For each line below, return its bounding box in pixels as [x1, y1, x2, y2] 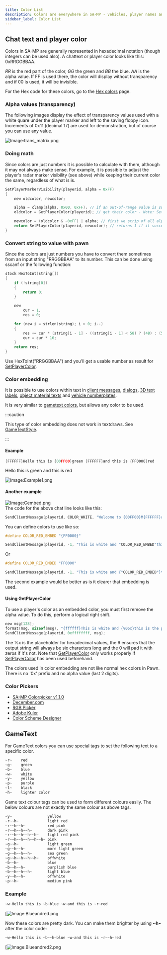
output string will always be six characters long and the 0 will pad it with [5, 645, 153, 651]
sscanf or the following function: [5, 261, 72, 267]
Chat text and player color [5, 35, 87, 43]
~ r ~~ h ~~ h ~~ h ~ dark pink [5, 828, 68, 833]
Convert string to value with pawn [5, 240, 89, 247]
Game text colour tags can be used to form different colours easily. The [5, 799, 152, 805]
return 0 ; [23, 289, 43, 295]
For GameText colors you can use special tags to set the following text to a [5, 743, 158, 749]
